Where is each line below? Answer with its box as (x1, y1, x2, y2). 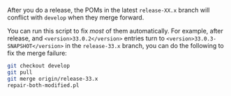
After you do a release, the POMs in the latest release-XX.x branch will (7, 6, 210, 14)
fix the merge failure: (7, 49, 68, 57)
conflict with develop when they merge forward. (7, 13, 144, 22)
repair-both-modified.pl (7, 81, 80, 89)
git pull (7, 69, 33, 76)
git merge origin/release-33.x (7, 75, 98, 82)
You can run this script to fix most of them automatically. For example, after (7, 27, 223, 35)
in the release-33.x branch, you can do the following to (65, 42, 225, 49)
